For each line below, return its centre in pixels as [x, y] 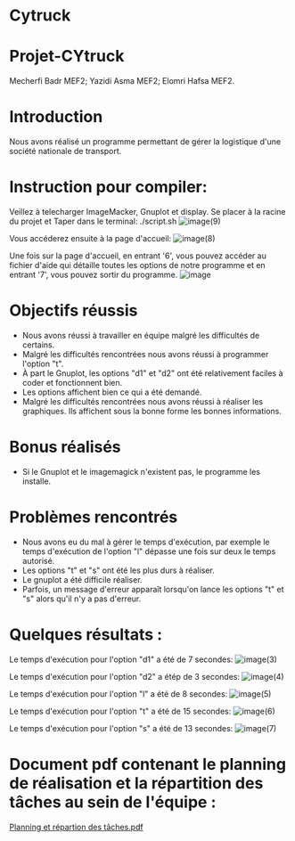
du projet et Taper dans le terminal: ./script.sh [93, 221]
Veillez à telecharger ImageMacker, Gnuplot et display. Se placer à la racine [147, 212]
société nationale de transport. [66, 151]
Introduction [56, 117]
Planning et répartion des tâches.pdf [77, 827]
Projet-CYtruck [67, 57]
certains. [38, 345]
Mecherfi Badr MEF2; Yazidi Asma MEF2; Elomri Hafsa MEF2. [122, 81]
